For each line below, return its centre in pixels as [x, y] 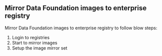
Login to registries [31, 37]
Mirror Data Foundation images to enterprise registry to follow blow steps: [81, 28]
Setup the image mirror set [40, 48]
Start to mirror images [35, 43]
